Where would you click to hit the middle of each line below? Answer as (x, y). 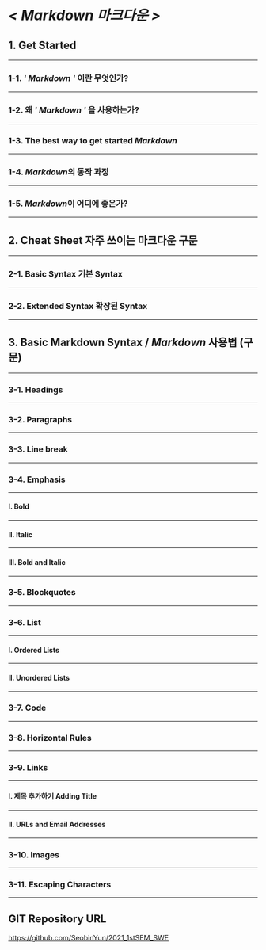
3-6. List (25, 622)
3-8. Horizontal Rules (50, 738)
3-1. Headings (36, 390)
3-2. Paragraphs (40, 419)
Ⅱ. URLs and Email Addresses (57, 825)
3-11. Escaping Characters (60, 885)
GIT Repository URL (57, 919)
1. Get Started (42, 45)
